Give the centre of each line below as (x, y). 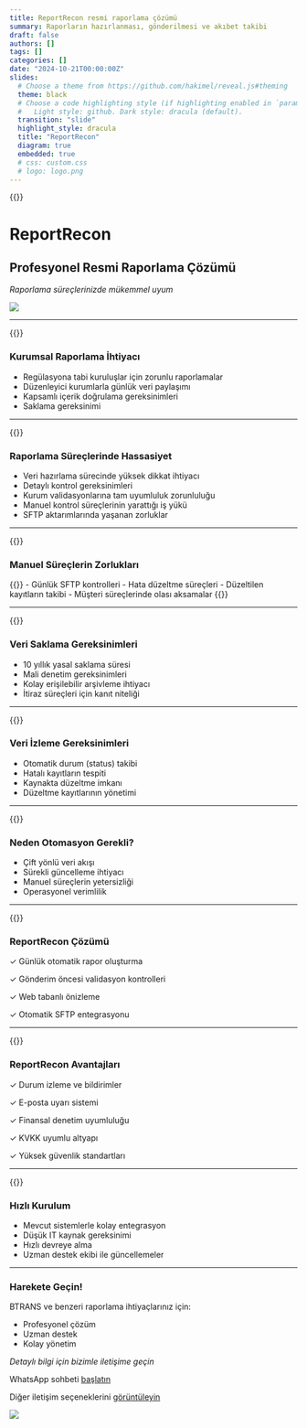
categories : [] (38, 60)
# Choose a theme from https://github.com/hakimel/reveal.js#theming (153, 86)
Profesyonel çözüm (59, 1325)
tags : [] (26, 52)
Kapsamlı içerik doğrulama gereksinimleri (100, 396)
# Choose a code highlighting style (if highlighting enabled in (145, 103)
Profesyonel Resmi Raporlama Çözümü (123, 268)
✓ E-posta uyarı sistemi (54, 1102)
